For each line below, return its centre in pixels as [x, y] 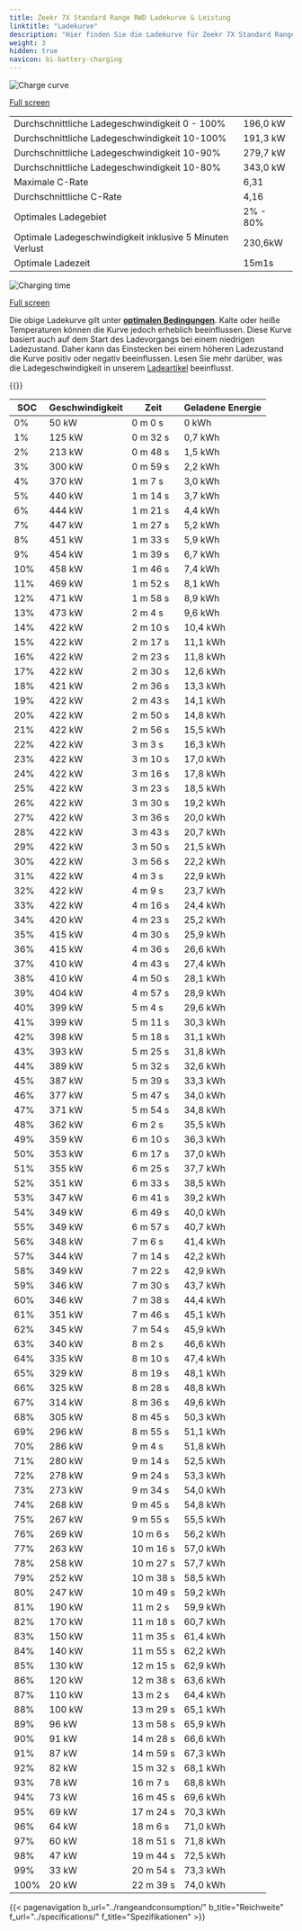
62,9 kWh [205, 1666]
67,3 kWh [205, 1753]
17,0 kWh [205, 759]
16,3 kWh [205, 745]
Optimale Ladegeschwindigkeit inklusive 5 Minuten [121, 237]
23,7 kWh [205, 890]
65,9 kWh [205, 1724]
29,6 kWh [205, 1007]
